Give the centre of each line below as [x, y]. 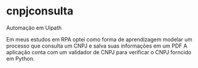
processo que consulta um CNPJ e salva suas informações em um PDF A [97, 46]
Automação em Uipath [34, 28]
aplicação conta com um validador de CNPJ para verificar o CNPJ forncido [99, 52]
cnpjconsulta [40, 11]
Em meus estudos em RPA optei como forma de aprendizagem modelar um [99, 39]
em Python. [20, 58]
